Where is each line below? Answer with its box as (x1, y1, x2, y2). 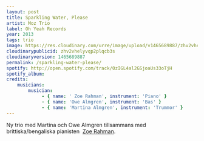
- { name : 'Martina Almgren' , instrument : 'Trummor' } (41, 104, 183, 111)
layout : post (6, 8, 39, 15)
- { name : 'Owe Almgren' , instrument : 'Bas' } (41, 99, 162, 105)
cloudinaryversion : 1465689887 (6, 54, 86, 60)
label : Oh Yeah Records (6, 25, 67, 32)
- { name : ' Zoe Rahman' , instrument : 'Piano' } (41, 93, 167, 99)
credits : (6, 76, 29, 82)
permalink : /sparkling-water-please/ (6, 59, 102, 65)
